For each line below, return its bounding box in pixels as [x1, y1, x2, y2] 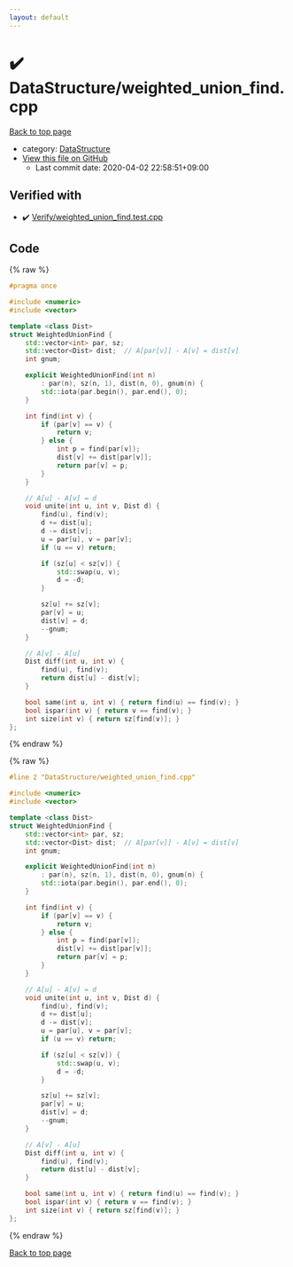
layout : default [9, 12, 69, 22]
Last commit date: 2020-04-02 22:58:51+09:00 [35, 161, 210, 173]
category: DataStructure [21, 143, 111, 153]
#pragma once [9, 281, 58, 291]
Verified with [9, 187, 82, 202]
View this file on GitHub [21, 153, 109, 163]
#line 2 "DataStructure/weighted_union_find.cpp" [9, 773, 197, 782]
